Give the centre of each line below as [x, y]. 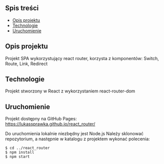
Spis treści [22, 8]
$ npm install [20, 153]
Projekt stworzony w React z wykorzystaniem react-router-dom [70, 91]
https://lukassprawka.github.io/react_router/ [50, 124]
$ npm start [17, 157]
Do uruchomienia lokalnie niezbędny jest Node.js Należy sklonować [74, 134]
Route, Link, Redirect [26, 64]
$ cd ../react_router [28, 148]
